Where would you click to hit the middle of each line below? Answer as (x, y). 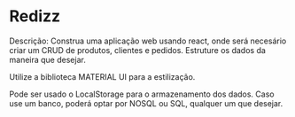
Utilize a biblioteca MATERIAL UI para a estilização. (102, 76)
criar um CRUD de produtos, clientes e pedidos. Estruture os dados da (137, 50)
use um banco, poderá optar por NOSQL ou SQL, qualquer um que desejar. (146, 103)
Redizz (35, 16)
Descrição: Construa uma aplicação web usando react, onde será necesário (148, 41)
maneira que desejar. (47, 59)
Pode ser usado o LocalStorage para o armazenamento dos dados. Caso (142, 94)
